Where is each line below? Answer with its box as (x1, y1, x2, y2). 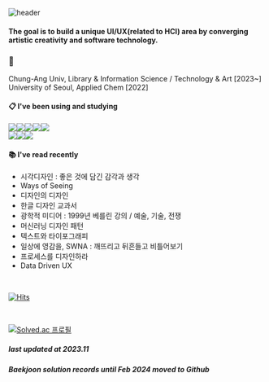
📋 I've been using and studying (8, 102, 118, 112)
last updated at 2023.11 (8, 344, 89, 353)
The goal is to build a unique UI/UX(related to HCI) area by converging (8, 26, 249, 36)
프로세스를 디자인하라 (20, 252, 89, 261)
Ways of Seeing (20, 181, 73, 191)
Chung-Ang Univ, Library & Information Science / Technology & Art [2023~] (8, 73, 262, 83)
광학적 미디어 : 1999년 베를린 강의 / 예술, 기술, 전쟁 (20, 211, 181, 221)
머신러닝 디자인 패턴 (20, 221, 84, 231)
